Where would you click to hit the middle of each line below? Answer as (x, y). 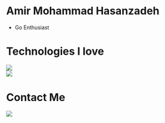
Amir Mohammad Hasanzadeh (83, 11)
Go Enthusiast (32, 27)
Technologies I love (55, 51)
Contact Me (36, 98)
